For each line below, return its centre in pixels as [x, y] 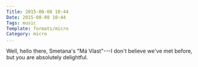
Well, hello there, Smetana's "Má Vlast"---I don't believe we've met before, [99, 51]
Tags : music [21, 23]
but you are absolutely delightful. [47, 57]
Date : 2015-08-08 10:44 [36, 17]
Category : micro [27, 34]
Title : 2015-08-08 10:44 [37, 12]
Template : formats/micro [37, 28]
